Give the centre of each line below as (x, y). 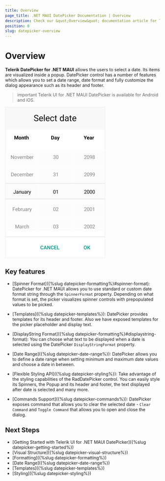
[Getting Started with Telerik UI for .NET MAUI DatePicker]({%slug (79, 442)
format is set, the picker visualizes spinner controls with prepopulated (83, 299)
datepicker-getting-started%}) (43, 447)
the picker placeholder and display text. (52, 324)
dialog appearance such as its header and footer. (55, 85)
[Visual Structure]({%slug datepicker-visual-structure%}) (70, 453)
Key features (25, 272)
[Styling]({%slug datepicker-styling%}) (52, 473)
